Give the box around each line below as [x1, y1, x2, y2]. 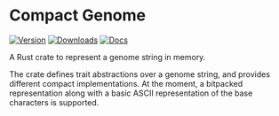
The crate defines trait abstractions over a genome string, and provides [9, 68, 271, 80]
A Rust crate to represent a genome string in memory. [9, 51, 206, 62]
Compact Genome [9, 5, 147, 26]
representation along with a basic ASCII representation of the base [9, 88, 253, 98]
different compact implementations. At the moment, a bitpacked [9, 78, 243, 89]
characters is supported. [9, 97, 100, 107]
